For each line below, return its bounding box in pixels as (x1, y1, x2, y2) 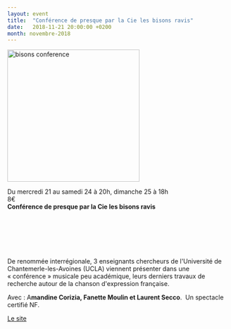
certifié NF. (7, 301, 40, 309)
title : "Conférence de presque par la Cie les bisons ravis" (7, 17, 194, 24)
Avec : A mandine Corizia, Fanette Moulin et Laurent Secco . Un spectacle (7, 293, 224, 302)
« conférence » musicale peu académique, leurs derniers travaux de (7, 272, 206, 280)
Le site (7, 314, 27, 323)
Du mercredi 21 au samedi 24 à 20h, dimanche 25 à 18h (7, 187, 169, 196)
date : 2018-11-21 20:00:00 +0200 (7, 23, 112, 30)
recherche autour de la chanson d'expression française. (7, 280, 170, 288)
